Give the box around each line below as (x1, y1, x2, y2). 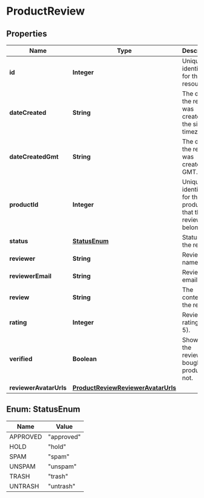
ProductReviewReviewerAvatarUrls (72, 384, 177, 392)
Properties (6, 29, 47, 39)
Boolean (72, 354, 97, 363)
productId (9, 201, 38, 209)
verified (9, 354, 33, 363)
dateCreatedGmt (9, 153, 59, 161)
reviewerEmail (9, 272, 52, 280)
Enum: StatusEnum (6, 404, 81, 415)
